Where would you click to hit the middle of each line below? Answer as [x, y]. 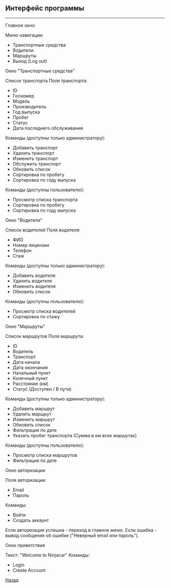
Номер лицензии [31, 245]
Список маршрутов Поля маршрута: [45, 336]
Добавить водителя [34, 275]
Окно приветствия [25, 545]
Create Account [29, 570]
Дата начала [26, 362]
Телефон [22, 250]
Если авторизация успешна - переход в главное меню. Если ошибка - [81, 530]
